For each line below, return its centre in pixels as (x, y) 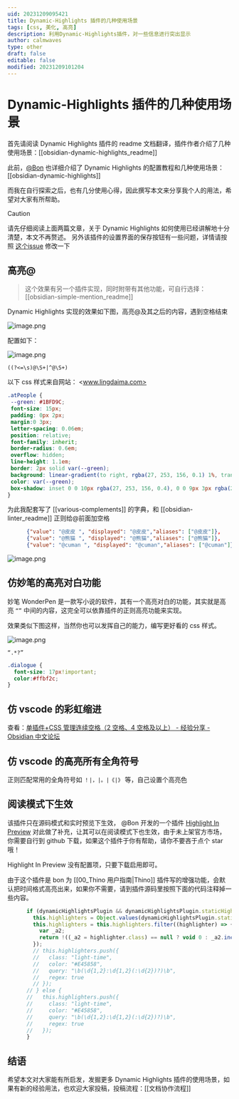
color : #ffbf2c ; (36, 679)
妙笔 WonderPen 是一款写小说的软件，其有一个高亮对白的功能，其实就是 (114, 601)
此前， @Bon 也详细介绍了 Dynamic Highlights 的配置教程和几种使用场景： (116, 167)
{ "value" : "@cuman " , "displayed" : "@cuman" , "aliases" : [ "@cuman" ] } (130, 545)
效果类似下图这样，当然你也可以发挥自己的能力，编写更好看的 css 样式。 (114, 625)
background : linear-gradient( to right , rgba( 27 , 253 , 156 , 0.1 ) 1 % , (114, 475)
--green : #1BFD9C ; (38, 402)
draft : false (27, 54)
